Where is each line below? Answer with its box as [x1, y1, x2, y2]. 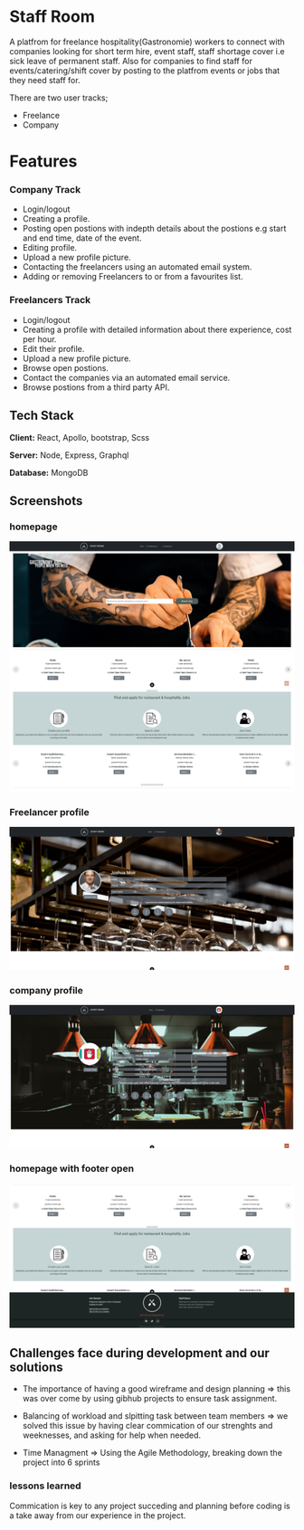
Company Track [9, 184, 81, 196]
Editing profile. [22, 242, 78, 253]
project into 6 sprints [22, 1457, 100, 1468]
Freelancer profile [9, 805, 90, 818]
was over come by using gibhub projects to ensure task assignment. [22, 1393, 278, 1404]
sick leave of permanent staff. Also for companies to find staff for [9, 55, 253, 66]
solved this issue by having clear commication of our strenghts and [22, 1421, 273, 1431]
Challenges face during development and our [9, 1345, 270, 1361]
